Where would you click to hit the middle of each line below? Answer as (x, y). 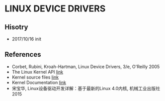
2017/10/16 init (27, 39)
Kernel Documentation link (39, 82)
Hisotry (16, 27)
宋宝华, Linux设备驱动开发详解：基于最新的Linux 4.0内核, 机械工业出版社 (86, 88)
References (23, 54)
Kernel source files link (35, 77)
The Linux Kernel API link (37, 72)
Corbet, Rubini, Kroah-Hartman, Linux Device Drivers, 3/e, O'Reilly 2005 (86, 66)
